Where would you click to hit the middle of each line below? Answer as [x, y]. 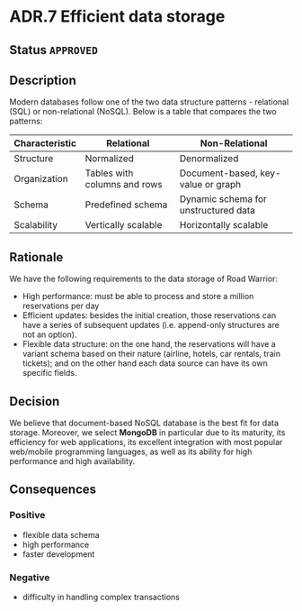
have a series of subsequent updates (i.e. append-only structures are [151, 325]
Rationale [36, 257]
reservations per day [61, 306]
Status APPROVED [54, 50]
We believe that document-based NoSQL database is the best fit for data [144, 423]
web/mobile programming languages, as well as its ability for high [131, 451]
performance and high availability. [72, 461]
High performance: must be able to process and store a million [138, 296]
